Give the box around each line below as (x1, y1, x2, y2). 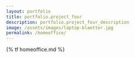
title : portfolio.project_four (6, 14, 82, 20)
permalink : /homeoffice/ (6, 30, 67, 36)
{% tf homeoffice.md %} (6, 46, 65, 53)
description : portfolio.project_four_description (6, 19, 130, 25)
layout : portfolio (6, 8, 51, 14)
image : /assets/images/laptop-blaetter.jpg (6, 24, 114, 31)
